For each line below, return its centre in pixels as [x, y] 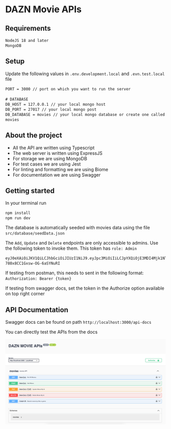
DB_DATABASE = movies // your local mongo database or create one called [85, 114]
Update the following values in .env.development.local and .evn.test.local [85, 74]
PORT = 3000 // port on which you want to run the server [68, 89]
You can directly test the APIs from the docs [51, 332]
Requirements [28, 28]
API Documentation [37, 310]
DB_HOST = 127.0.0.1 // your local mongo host [55, 104]
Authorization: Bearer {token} [38, 279]
